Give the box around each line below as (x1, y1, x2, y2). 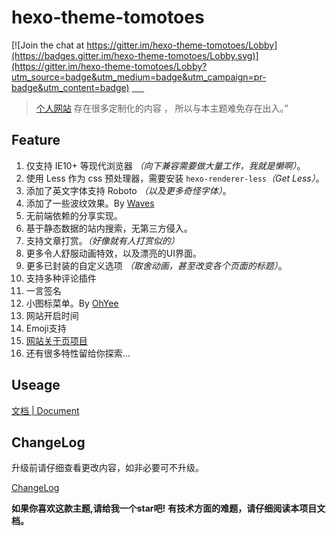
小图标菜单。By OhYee (25, 297, 119, 309)
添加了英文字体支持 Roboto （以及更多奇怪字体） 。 (25, 184, 232, 196)
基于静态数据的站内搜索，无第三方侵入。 (25, 222, 193, 234)
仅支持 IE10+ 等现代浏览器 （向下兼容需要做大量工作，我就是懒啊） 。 (25, 159, 306, 171)
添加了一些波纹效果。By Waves (25, 197, 155, 209)
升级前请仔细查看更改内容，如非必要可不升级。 (11, 462, 204, 474)
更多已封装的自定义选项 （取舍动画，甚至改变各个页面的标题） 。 (25, 259, 288, 271)
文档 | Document (11, 404, 80, 416)
